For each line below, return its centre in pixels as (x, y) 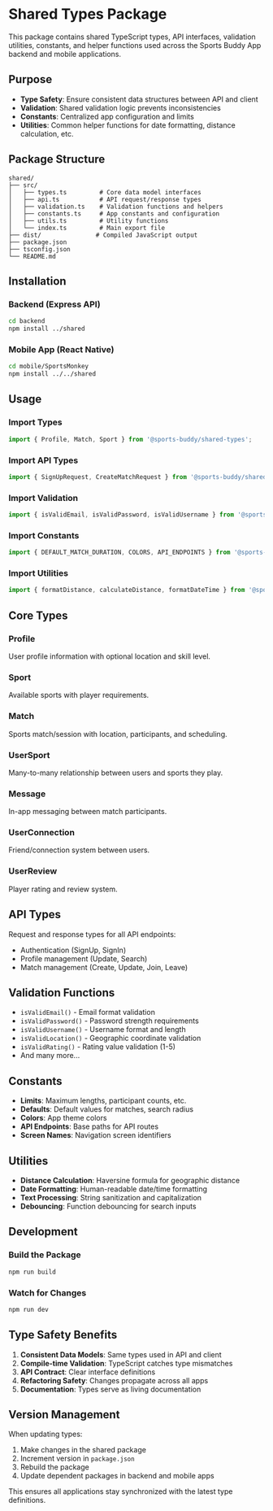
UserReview (33, 871)
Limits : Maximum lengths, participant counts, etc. (103, 1101)
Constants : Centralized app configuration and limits (107, 116)
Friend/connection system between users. (79, 850)
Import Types (35, 422)
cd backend (27, 321)
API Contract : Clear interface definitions (88, 1372)
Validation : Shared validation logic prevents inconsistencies (120, 107)
